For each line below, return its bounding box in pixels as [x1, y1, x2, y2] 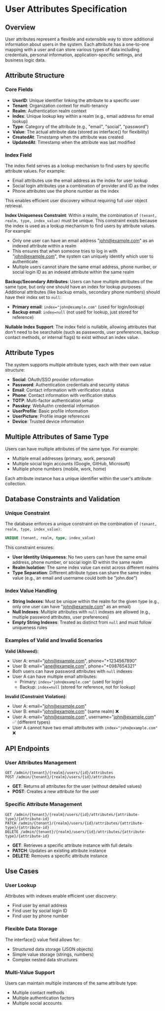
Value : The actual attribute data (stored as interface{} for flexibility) [12, 129, 149, 135]
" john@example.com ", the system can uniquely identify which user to [12, 253, 154, 259]
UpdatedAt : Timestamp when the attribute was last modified [12, 139, 135, 145]
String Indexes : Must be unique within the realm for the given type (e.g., [12, 598, 159, 604]
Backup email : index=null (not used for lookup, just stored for [12, 309, 139, 315]
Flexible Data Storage [5, 925, 58, 932]
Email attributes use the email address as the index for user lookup [12, 177, 148, 183]
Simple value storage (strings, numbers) [12, 951, 94, 957]
